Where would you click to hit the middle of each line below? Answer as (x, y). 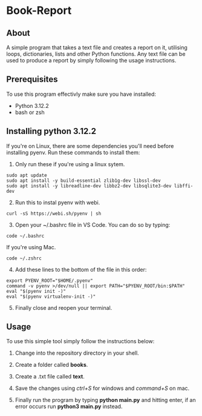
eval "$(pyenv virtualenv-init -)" (51, 297)
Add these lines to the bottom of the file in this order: (81, 269)
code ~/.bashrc (25, 236)
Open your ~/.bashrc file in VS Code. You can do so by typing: (93, 224)
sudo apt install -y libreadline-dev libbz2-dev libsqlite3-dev (89, 186)
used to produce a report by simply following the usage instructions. (91, 60)
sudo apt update (27, 175)
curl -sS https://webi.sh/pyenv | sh (54, 213)
